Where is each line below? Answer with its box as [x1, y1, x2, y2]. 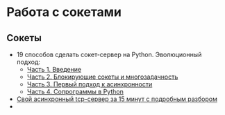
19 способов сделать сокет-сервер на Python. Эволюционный [16, 50, 202, 59]
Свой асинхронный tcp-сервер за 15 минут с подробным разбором [16, 95, 218, 103]
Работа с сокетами [6, 4, 122, 20]
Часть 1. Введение [26, 66, 81, 73]
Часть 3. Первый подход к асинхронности [26, 80, 153, 88]
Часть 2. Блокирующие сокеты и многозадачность [26, 72, 178, 81]
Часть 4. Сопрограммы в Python [26, 88, 124, 95]
